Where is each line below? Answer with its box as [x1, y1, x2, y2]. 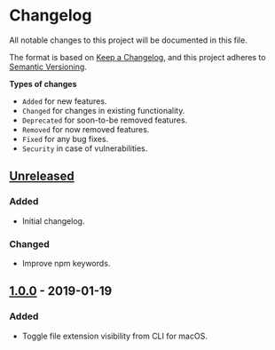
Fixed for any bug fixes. [21, 133, 109, 144]
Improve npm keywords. [21, 258, 111, 268]
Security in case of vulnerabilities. [21, 143, 148, 154]
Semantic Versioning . [9, 61, 87, 72]
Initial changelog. [21, 215, 85, 227]
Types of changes [9, 78, 77, 89]
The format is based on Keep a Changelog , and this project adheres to [9, 52, 266, 62]
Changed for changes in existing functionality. [21, 105, 185, 115]
